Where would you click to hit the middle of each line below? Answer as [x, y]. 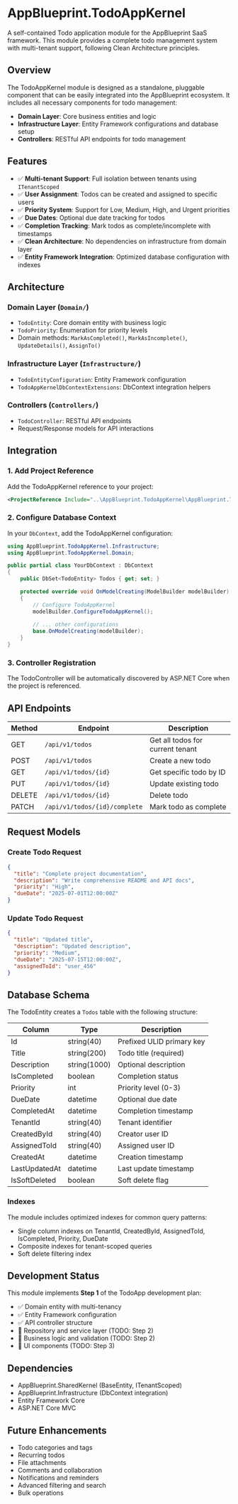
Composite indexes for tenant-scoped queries [85, 1246]
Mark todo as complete [188, 807]
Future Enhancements [57, 1430]
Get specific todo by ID [188, 772]
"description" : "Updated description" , [73, 946]
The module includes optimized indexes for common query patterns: [107, 1217]
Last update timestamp [156, 1169]
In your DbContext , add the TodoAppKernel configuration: [90, 533]
